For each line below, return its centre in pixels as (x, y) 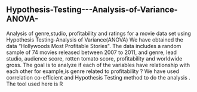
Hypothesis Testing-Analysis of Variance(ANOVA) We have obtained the (95, 39)
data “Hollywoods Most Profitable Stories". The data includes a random (94, 46)
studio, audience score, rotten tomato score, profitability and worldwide (94, 58)
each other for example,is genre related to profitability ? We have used (93, 71)
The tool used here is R (35, 84)
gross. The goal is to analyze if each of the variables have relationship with (98, 65)
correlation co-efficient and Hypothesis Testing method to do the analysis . (98, 77)
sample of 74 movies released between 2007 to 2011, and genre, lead (92, 52)
